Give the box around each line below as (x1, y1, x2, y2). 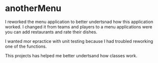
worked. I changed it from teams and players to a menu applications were (5, 24, 152, 29)
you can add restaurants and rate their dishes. (5, 29, 98, 35)
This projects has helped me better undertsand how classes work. (5, 52, 138, 58)
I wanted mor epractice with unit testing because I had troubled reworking (5, 38, 153, 44)
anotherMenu (5, 3, 62, 14)
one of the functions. (5, 43, 47, 49)
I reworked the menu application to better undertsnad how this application (5, 19, 153, 25)
